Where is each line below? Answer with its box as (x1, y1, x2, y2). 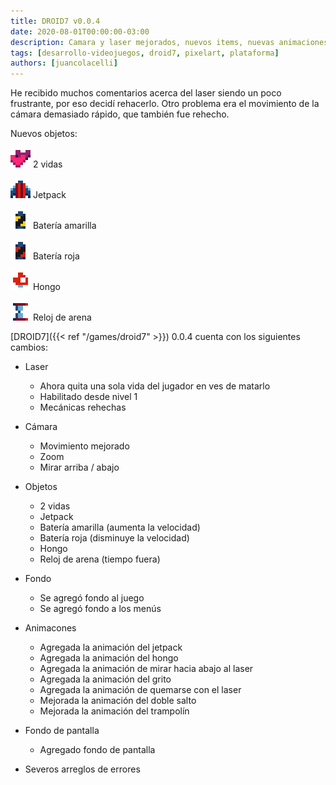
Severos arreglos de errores (24, 763, 141, 775)
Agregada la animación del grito (39, 673, 172, 685)
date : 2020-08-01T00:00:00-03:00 (10, 26, 150, 37)
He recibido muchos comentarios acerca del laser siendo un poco (10, 87, 282, 99)
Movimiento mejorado (39, 440, 130, 452)
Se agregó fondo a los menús (39, 603, 162, 615)
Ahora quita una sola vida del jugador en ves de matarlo (39, 380, 271, 392)
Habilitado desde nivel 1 (39, 391, 138, 403)
